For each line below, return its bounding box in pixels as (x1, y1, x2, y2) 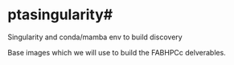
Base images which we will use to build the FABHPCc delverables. (7, 47, 226, 57)
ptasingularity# (7, 6, 113, 24)
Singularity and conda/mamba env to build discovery (7, 32, 183, 42)
